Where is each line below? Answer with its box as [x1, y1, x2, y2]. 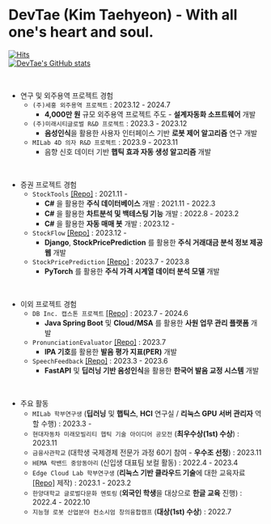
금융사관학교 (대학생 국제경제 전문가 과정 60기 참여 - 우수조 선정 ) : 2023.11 [32, 447, 262, 457]
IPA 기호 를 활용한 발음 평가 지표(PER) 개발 [44, 347, 178, 356]
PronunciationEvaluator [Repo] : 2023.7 [32, 337, 167, 347]
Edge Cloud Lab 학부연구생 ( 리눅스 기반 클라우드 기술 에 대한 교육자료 [32, 467, 246, 477]
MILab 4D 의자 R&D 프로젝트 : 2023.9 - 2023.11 [32, 137, 178, 147]
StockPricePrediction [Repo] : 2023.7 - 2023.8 [32, 257, 190, 266]
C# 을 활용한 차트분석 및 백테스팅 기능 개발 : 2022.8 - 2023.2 [44, 208, 239, 218]
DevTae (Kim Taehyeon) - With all [8, 6, 238, 24]
